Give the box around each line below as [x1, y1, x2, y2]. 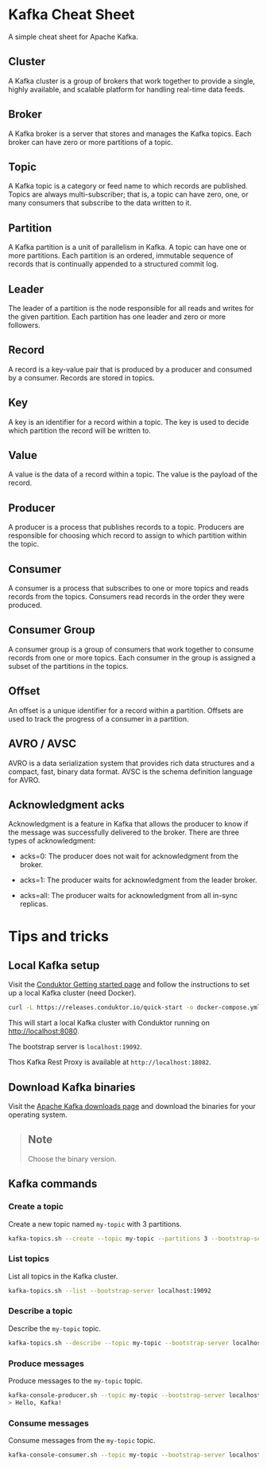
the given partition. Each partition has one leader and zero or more [8, 312, 226, 321]
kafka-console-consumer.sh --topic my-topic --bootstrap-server [8, 1451, 226, 1459]
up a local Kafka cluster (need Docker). [8, 988, 137, 998]
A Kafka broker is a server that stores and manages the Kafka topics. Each [8, 129, 252, 138]
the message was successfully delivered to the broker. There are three [8, 827, 240, 837]
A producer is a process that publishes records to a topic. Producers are [8, 523, 245, 532]
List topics [8, 1253, 50, 1264]
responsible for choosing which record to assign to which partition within [8, 531, 247, 540]
